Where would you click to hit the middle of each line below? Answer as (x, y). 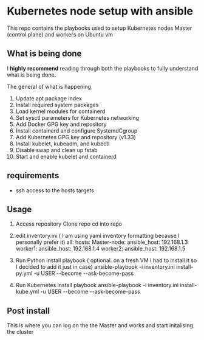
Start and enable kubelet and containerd (66, 156)
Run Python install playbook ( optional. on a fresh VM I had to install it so (106, 260)
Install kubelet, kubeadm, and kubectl (63, 144)
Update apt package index (49, 98)
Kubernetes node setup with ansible (100, 11)
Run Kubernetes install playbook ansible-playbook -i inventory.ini (97, 285)
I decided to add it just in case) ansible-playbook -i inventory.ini (95, 267)
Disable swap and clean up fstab (56, 150)
